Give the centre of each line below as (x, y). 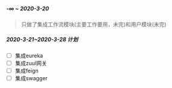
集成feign (27, 71)
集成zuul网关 (31, 63)
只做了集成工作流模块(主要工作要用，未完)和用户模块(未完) (94, 24)
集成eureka (29, 55)
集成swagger (31, 78)
